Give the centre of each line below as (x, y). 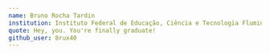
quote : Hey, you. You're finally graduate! (82, 30)
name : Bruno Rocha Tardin (51, 15)
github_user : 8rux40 (43, 38)
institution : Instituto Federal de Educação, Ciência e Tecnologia (124, 23)
